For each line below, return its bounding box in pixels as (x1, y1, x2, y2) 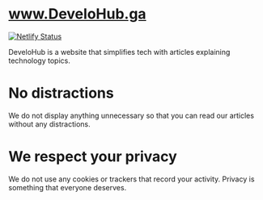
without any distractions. (8, 119, 91, 129)
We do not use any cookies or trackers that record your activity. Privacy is (8, 174, 255, 184)
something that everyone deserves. (8, 182, 127, 192)
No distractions (8, 84, 115, 102)
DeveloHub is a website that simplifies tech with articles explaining (8, 47, 231, 56)
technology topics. (8, 56, 70, 65)
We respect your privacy (8, 148, 178, 166)
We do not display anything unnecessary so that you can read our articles (8, 110, 255, 120)
